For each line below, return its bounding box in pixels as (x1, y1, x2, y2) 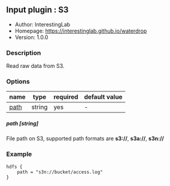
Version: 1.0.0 (14, 33, 48, 41)
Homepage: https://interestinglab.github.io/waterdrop (14, 27, 147, 34)
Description (6, 48, 41, 57)
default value (84, 93, 123, 101)
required (53, 93, 79, 101)
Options (6, 78, 30, 86)
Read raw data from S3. (6, 63, 65, 70)
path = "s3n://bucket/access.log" (17, 169, 103, 175)
